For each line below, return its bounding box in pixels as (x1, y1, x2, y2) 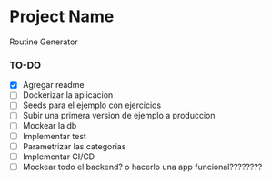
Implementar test (22, 130, 86, 141)
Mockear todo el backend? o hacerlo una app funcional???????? (22, 161, 263, 172)
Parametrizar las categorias (22, 140, 126, 151)
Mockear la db (22, 120, 77, 131)
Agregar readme (22, 80, 85, 90)
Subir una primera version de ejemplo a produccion (22, 110, 216, 121)
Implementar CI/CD (22, 151, 95, 162)
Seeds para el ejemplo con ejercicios (22, 100, 162, 110)
